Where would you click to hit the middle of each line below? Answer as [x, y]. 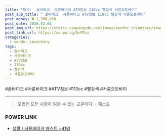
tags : [11, 46]
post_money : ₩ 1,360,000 [31, 19]
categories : [17, 38]
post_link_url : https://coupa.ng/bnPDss [47, 33]
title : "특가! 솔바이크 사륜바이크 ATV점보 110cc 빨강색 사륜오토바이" [71, 10]
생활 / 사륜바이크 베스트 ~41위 [41, 129]
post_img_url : [20, 28]
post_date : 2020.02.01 [28, 23]
